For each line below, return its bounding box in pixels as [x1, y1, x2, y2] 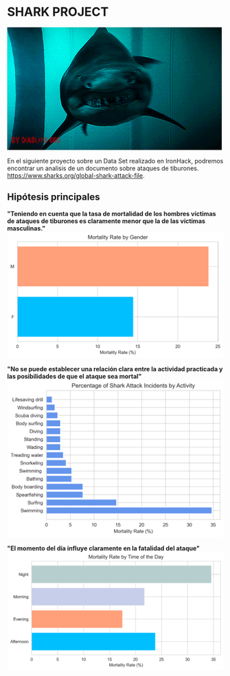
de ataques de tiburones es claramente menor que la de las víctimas [7, 217, 206, 225]
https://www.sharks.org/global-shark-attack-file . [7, 171, 145, 179]
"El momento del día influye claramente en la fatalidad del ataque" [7, 544, 200, 552]
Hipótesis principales [7, 191, 100, 203]
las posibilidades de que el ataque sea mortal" [7, 372, 142, 380]
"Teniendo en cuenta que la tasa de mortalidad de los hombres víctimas [7, 209, 216, 218]
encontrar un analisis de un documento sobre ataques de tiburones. [7, 164, 199, 172]
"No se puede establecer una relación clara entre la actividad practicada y [7, 364, 223, 373]
